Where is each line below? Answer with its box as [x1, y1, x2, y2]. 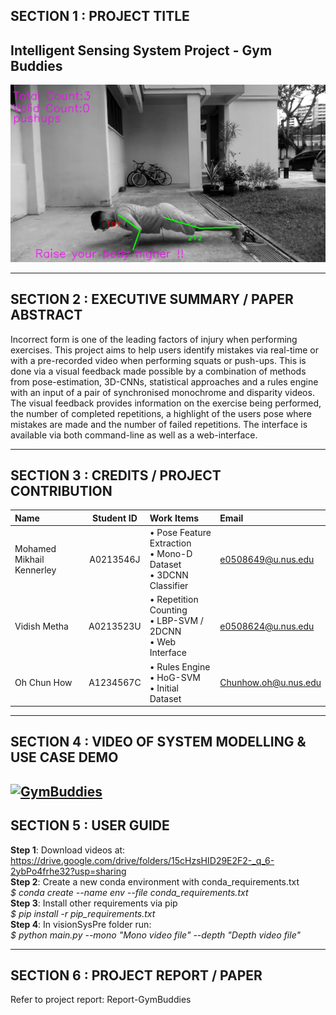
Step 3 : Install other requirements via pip [10, 897, 178, 909]
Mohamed [14, 542, 57, 554]
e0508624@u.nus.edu [219, 620, 315, 632]
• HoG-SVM [149, 671, 201, 683]
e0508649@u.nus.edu [219, 553, 315, 565]
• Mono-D [149, 548, 193, 560]
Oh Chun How [14, 677, 73, 689]
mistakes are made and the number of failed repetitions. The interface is [10, 418, 308, 430]
